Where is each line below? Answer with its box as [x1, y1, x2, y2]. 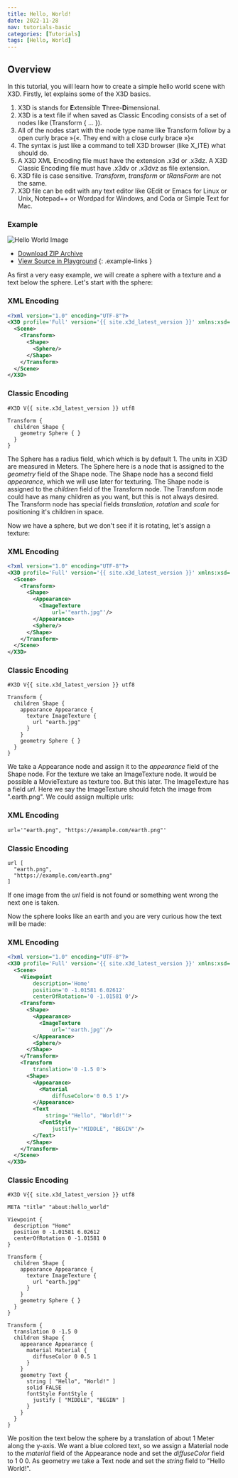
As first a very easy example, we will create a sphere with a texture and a [7, 271, 222, 280]
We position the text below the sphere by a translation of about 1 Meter [7, 1434, 215, 1442]
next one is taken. [7, 898, 60, 907]
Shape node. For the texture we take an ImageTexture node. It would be [7, 770, 217, 779]
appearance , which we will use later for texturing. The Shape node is [7, 477, 210, 486]
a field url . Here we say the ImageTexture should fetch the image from [7, 785, 212, 794]
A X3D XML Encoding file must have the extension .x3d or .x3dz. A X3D [17, 156, 228, 164]
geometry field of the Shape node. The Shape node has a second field [7, 469, 213, 478]
